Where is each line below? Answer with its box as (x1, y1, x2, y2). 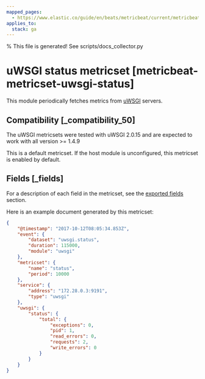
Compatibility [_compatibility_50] (6, 115, 135, 125)
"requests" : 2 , (49, 339, 88, 345)
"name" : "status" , (28, 265, 75, 272)
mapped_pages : (6, 9, 43, 15)
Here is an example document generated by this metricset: (6, 208, 154, 215)
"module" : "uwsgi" (28, 248, 75, 254)
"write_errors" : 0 (49, 345, 97, 351)
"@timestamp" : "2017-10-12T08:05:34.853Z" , (17, 225, 130, 232)
